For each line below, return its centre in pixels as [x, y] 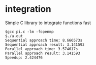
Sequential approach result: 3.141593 [45, 45]
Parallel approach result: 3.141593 [43, 53]
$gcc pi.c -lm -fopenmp [30, 32]
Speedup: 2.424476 [24, 58]
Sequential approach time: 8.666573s [44, 40]
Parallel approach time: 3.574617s [42, 49]
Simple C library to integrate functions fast [48, 23]
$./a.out [14, 36]
